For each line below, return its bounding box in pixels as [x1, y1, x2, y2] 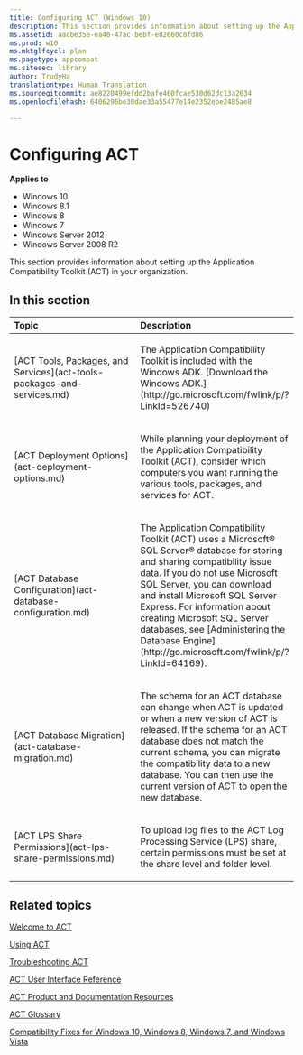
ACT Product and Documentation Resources [9, 991, 174, 1002]
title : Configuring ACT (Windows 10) [9, 13, 151, 23]
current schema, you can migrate [139, 746, 280, 759]
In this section [9, 292, 91, 308]
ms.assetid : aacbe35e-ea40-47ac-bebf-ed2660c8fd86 [9, 30, 204, 39]
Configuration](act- [14, 584, 99, 597]
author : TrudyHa [9, 72, 70, 81]
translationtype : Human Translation [9, 80, 147, 89]
